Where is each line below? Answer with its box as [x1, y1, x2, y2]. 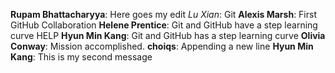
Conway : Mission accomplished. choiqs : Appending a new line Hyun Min [10, 40, 314, 52]
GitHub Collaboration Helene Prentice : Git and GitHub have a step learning [10, 19, 318, 31]
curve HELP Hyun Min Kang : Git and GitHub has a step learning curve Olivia [10, 30, 326, 41]
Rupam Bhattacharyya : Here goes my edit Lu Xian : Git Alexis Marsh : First [10, 9, 317, 20]
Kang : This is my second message [10, 51, 153, 63]
